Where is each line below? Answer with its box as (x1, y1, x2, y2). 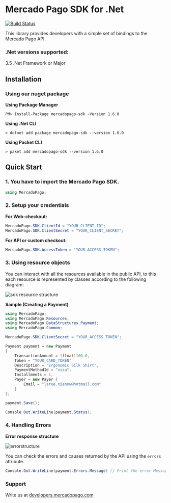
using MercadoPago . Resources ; (5, 316, 70, 321)
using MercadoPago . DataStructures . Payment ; (5, 321, 99, 326)
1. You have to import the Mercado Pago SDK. (5, 178, 120, 186)
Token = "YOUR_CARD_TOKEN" (14, 358, 72, 363)
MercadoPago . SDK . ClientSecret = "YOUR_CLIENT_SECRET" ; (5, 228, 124, 233)
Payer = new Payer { (14, 377, 58, 382)
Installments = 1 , (14, 372, 53, 378)
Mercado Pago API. (5, 36, 46, 42)
